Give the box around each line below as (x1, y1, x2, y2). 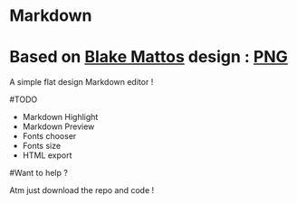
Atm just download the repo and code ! (9, 185, 155, 196)
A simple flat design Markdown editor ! (9, 77, 154, 88)
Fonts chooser (22, 131, 77, 142)
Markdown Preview (22, 121, 95, 132)
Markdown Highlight (22, 112, 99, 123)
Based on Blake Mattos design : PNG (9, 47, 288, 68)
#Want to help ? (9, 168, 68, 179)
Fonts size (22, 141, 62, 152)
